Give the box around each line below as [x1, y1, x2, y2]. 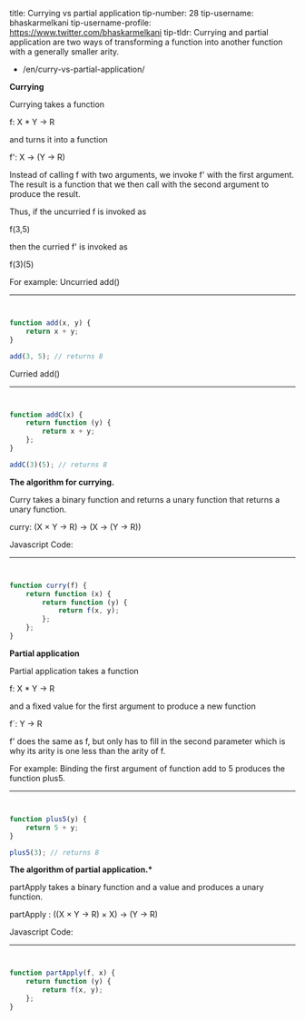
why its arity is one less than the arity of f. [9, 745, 166, 756]
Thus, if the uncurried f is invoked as [9, 206, 147, 217]
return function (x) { [25, 589, 112, 598]
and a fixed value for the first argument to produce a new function [9, 701, 256, 711]
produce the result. [9, 189, 81, 199]
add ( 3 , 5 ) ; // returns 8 [9, 351, 103, 361]
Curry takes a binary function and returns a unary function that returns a [9, 494, 280, 505]
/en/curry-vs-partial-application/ [22, 64, 145, 74]
